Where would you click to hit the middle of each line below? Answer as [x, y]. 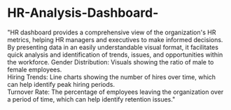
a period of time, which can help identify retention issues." [91, 99]
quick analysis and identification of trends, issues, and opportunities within [115, 55]
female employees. [35, 69]
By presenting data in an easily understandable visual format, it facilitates [113, 47]
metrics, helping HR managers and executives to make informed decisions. [115, 39]
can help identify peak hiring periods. [61, 84]
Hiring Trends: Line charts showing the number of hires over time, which [111, 77]
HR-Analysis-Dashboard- [83, 13]
